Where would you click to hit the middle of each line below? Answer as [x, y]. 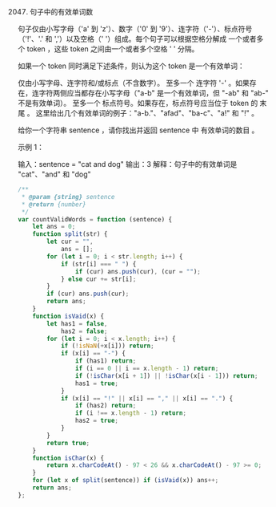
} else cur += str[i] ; [98, 279]
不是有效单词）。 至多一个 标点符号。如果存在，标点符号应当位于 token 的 [138, 103]
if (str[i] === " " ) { [98, 264]
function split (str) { [70, 234]
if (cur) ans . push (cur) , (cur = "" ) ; [138, 271]
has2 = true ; [97, 421]
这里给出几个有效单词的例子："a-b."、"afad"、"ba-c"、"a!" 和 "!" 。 [147, 113]
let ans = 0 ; [54, 227]
